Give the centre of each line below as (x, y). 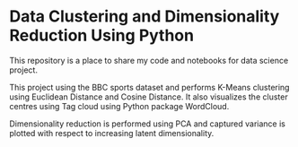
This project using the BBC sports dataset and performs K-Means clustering (149, 87)
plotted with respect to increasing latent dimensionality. (112, 133)
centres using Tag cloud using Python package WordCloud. (119, 106)
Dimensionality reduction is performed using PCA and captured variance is (147, 124)
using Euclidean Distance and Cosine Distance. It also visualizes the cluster (149, 97)
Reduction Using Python (102, 35)
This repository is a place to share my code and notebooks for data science (149, 60)
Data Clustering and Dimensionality (145, 17)
